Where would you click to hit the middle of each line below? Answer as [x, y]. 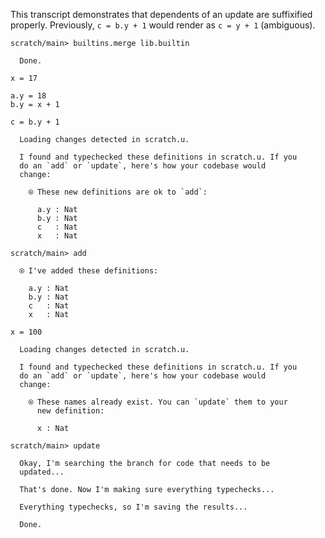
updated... [42, 472]
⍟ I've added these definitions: [89, 271]
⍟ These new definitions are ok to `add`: [118, 192]
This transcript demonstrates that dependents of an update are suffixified [161, 14]
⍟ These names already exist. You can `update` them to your [158, 402]
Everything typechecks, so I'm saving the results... [133, 507]
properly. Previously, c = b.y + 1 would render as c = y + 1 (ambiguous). [163, 25]
